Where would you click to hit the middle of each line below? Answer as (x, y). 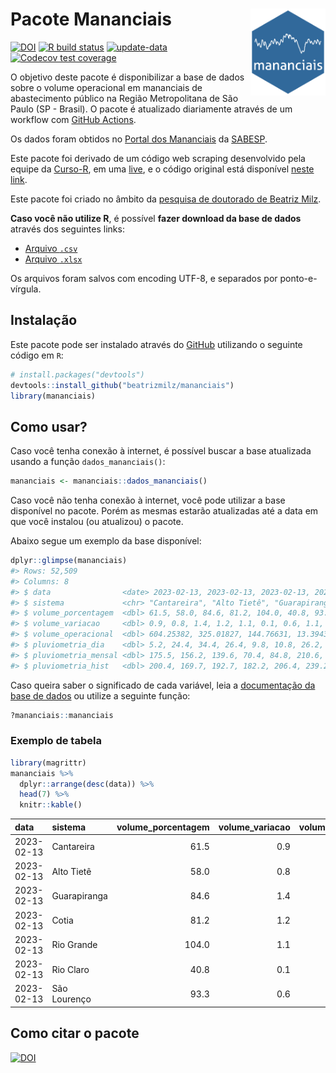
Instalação (44, 320)
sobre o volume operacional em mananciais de (106, 87)
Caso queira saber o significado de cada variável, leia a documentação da (163, 685)
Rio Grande (74, 945)
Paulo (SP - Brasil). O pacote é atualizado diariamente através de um (151, 109)
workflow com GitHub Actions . (73, 119)
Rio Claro (70, 969)
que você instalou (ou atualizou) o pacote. (97, 522)
